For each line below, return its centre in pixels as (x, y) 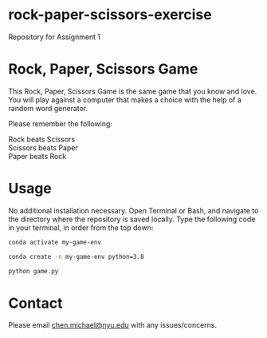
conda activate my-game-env (55, 242)
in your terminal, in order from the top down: (81, 227)
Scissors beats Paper (43, 147)
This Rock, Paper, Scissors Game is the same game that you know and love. (133, 91)
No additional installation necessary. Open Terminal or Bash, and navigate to (133, 210)
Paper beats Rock (37, 156)
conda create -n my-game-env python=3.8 (77, 256)
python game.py (33, 271)
